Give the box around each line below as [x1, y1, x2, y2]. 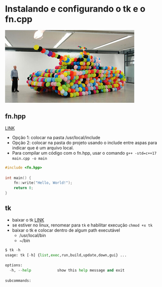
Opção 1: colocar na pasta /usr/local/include [12, 134, 100, 140]
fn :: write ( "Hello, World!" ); [14, 180, 73, 185]
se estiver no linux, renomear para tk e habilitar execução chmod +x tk [12, 222, 153, 228]
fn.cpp [5, 14, 32, 25]
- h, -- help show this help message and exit [9, 268, 125, 273]
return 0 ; [14, 186, 34, 191]
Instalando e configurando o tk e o [5, 3, 146, 15]
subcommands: [5, 278, 32, 283]
